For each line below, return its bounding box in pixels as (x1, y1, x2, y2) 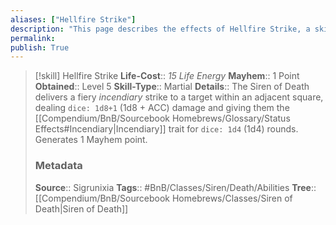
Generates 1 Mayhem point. (34, 134, 148, 146)
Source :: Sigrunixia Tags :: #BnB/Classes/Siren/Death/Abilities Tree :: (34, 181, 317, 193)
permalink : (10, 33, 56, 43)
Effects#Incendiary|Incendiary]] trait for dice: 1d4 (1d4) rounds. (34, 123, 299, 135)
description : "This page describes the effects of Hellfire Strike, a (10, 24, 311, 34)
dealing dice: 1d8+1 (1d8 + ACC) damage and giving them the (34, 102, 290, 114)
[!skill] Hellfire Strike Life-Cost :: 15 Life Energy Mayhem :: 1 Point (34, 70, 300, 82)
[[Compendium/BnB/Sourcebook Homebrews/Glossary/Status (34, 112, 291, 125)
